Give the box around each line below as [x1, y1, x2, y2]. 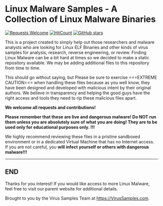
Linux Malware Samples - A [5, 3, 118, 15]
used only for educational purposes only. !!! [5, 124, 95, 130]
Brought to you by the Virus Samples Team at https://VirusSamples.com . [5, 195, 150, 201]
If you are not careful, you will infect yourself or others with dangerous [5, 144, 149, 150]
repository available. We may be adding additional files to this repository [5, 60, 149, 66]
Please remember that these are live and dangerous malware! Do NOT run [5, 114, 157, 120]
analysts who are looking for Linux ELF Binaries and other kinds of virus [5, 44, 148, 50]
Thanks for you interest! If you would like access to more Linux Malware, [5, 181, 150, 187]
